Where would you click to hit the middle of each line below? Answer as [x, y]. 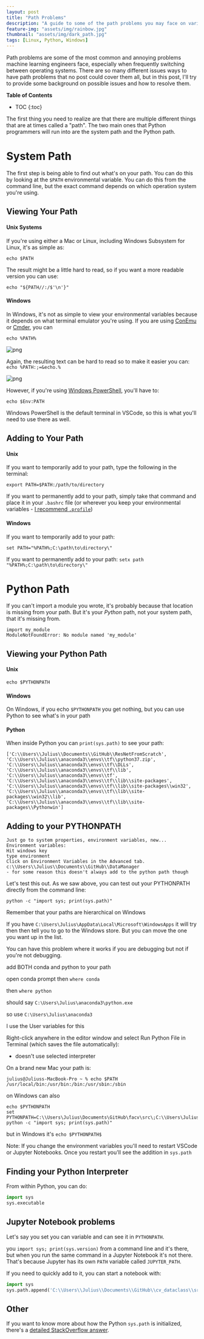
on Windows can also [33, 1096]
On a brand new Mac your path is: [49, 1068]
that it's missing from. [33, 619]
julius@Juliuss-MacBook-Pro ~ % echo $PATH [62, 1079]
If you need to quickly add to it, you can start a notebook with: [84, 1273]
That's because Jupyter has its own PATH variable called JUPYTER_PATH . [94, 1261]
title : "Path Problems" [36, 18]
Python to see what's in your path [49, 716]
